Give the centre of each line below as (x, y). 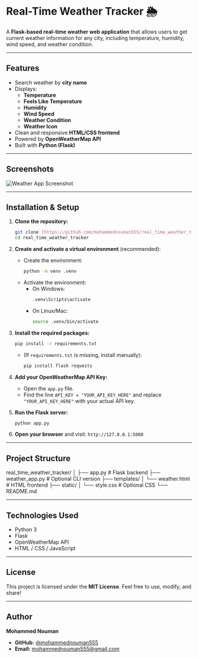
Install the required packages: (52, 333)
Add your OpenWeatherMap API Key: (61, 377)
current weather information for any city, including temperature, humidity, (95, 38)
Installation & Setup (43, 207)
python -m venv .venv (50, 272)
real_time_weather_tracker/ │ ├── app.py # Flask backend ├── (83, 472)
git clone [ (29, 232)
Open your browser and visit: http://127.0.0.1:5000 (79, 434)
